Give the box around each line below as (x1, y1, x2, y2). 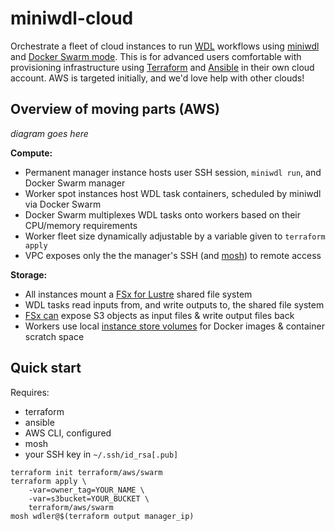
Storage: (10, 268, 48, 281)
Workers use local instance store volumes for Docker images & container (24, 320, 325, 332)
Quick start (10, 360, 82, 377)
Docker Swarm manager (24, 177, 126, 189)
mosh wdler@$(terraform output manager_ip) (10, 511, 195, 521)
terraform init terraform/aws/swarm (10, 467, 163, 477)
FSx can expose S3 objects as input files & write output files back (24, 309, 295, 321)
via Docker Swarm (24, 198, 102, 210)
